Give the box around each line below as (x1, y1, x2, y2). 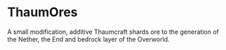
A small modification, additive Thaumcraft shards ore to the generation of (7, 27, 219, 36)
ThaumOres (7, 4, 79, 20)
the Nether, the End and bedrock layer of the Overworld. (7, 35, 170, 43)
